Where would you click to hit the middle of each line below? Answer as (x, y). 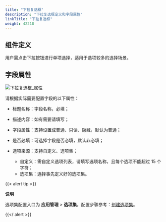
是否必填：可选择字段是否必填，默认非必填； (58, 140)
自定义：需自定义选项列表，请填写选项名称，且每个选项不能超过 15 (88, 161)
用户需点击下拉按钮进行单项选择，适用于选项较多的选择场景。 (68, 58)
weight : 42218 (20, 24)
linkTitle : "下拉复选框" (29, 19)
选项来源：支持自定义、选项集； (45, 151)
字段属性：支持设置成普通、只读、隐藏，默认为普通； (67, 130)
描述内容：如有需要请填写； (41, 119)
